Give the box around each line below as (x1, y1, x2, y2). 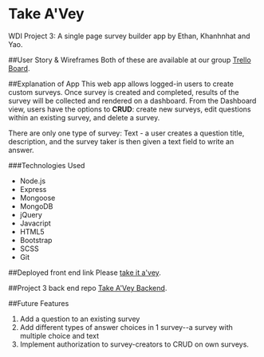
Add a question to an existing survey (19, 314, 140, 324)
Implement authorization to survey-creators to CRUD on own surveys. (19, 339, 250, 349)
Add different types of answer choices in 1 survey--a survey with (19, 322, 234, 331)
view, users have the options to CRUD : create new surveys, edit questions (8, 104, 251, 114)
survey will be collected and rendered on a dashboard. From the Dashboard (8, 96, 257, 105)
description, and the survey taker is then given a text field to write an (8, 136, 234, 146)
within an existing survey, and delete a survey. (8, 112, 160, 122)
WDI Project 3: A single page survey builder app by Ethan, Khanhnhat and (8, 31, 250, 41)
